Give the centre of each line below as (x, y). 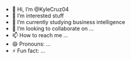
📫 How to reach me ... (40, 35)
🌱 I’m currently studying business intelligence (69, 22)
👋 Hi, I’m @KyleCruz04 (40, 9)
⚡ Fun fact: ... (28, 51)
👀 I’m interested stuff (38, 16)
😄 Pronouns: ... (31, 44)
